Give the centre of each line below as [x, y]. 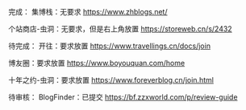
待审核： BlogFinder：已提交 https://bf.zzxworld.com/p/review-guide [123, 97]
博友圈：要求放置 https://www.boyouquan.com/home [97, 63]
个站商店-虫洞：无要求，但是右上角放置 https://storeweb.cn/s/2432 [120, 29]
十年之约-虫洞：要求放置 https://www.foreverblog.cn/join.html [111, 80]
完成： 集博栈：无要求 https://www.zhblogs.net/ [88, 12]
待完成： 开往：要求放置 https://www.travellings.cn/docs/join [110, 46]
